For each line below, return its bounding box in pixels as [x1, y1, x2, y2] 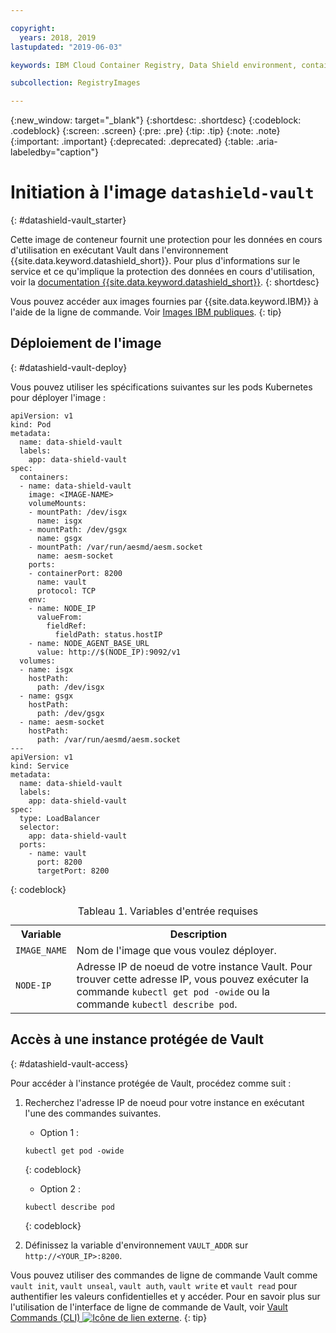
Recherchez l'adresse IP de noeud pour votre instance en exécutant [24, 1096, 305, 1108]
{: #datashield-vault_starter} [10, 214, 127, 226]
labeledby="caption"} [10, 146, 99, 158]
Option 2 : [39, 1182, 81, 1195]
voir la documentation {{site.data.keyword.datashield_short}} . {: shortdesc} [10, 276, 320, 288]
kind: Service [10, 761, 70, 771]
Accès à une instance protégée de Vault [10, 1031, 264, 1048]
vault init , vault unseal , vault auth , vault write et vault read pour [10, 1279, 298, 1291]
